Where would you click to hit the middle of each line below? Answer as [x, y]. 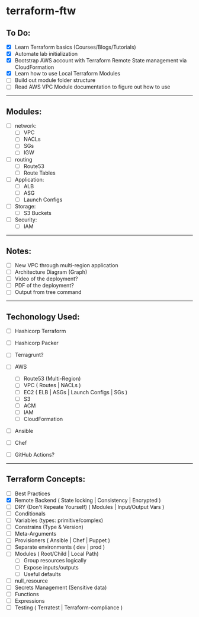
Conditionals [30, 514]
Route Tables [39, 173]
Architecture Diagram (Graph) [51, 272]
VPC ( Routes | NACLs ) [52, 385]
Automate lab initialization [46, 54]
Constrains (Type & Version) [49, 527]
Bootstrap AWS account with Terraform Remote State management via [101, 61]
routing [23, 159]
